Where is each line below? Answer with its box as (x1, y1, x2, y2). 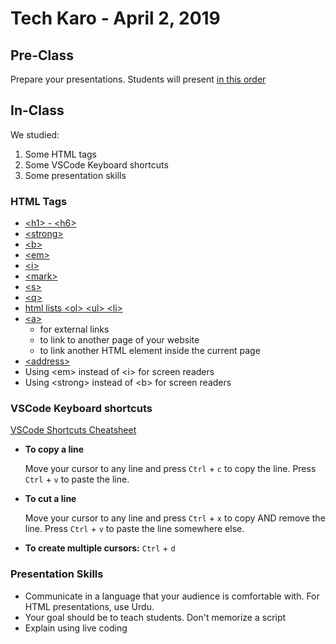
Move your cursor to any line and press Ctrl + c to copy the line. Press (24, 463, 317, 475)
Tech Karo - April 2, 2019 (10, 7, 221, 30)
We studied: (10, 128, 60, 141)
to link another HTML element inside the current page (39, 345, 261, 357)
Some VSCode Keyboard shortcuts (24, 158, 169, 171)
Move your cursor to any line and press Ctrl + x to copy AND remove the (24, 512, 326, 524)
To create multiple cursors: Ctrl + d (24, 542, 176, 554)
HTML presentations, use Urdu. (24, 600, 155, 612)
